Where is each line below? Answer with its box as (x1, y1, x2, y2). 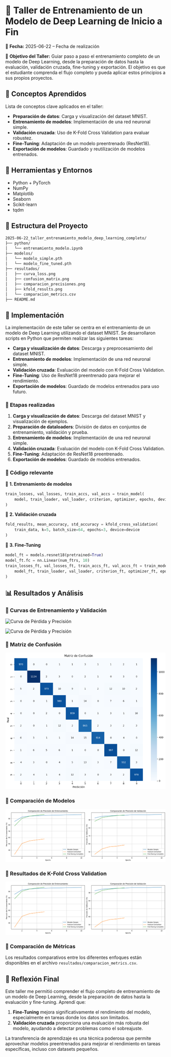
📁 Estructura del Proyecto (5, 221, 88, 230)
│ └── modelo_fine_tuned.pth (5, 261, 72, 266)
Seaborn (12, 196, 31, 202)
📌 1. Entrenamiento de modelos (5, 480, 72, 487)
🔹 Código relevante (5, 469, 53, 476)
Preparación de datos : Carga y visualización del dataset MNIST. (12, 113, 148, 119)
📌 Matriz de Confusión (5, 641, 62, 648)
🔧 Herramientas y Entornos (5, 166, 93, 175)
